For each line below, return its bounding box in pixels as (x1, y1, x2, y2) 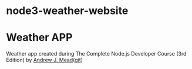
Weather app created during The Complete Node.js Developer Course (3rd (6, 50, 187, 57)
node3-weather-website (6, 4, 129, 18)
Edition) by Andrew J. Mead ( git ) (6, 57, 83, 64)
